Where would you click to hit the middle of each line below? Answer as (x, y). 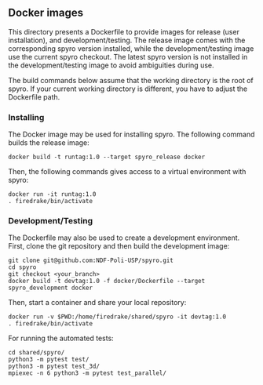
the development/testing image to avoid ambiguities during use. (111, 65)
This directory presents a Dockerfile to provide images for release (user (124, 31)
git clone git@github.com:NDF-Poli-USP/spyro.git (91, 261)
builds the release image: (49, 143)
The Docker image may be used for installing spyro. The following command (131, 134)
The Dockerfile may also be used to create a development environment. (124, 238)
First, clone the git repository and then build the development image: (119, 246)
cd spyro (22, 267)
